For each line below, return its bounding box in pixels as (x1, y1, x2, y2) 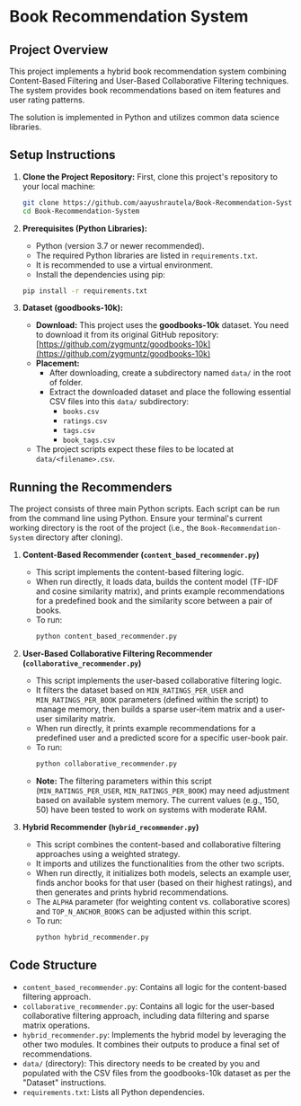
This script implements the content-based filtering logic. (35, 567, 244, 578)
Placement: (35, 358, 80, 369)
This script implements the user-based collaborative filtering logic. (35, 676, 282, 686)
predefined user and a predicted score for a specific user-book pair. (35, 732, 288, 743)
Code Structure (9, 958, 97, 973)
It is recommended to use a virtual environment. (35, 259, 214, 270)
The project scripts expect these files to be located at (35, 444, 235, 455)
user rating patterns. (9, 94, 85, 105)
